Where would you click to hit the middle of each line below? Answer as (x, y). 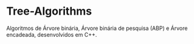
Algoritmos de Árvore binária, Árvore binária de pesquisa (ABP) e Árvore (97, 28)
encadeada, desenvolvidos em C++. (52, 34)
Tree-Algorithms (49, 11)
